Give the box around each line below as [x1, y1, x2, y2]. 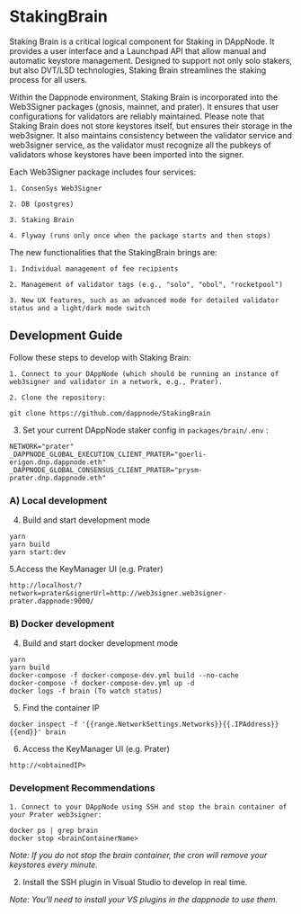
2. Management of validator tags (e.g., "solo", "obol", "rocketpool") [9, 280, 283, 289]
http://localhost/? [9, 581, 83, 590]
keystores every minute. [9, 859, 99, 870]
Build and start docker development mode [22, 638, 178, 649]
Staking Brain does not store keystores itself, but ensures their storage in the [9, 120, 293, 131]
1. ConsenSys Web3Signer [9, 184, 102, 193]
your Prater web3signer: [9, 810, 102, 820]
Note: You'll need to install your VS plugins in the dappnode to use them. [9, 893, 279, 905]
